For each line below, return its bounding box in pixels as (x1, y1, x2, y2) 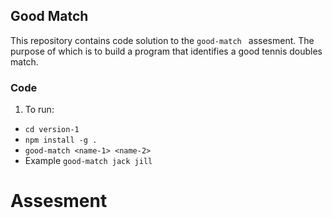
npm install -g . (24, 135, 98, 146)
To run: (24, 104, 55, 116)
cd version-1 (24, 125, 80, 135)
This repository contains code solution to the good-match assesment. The (10, 34, 315, 46)
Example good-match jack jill (24, 155, 153, 167)
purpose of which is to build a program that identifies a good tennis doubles (10, 45, 323, 57)
